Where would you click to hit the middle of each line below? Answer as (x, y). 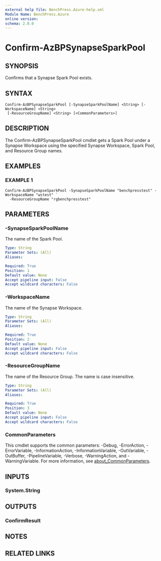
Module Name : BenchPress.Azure (37, 14)
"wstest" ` (47, 195)
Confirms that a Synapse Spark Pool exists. (49, 78)
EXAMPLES (23, 166)
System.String (23, 491)
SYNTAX (19, 93)
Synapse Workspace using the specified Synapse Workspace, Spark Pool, (80, 145)
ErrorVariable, (19, 451)
